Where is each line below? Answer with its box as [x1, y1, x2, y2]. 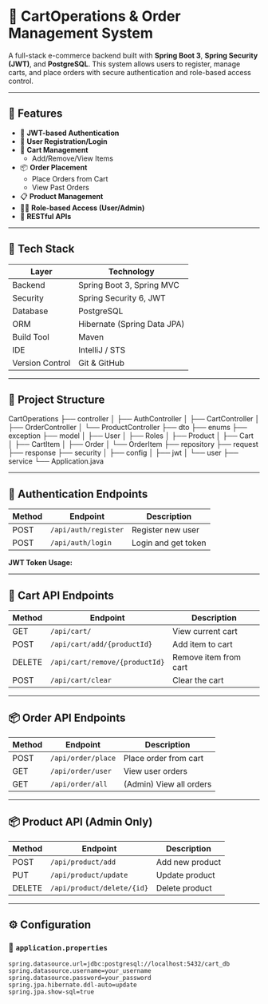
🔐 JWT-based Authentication [19, 128, 120, 137]
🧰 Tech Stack [8, 242, 75, 256]
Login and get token [131, 537, 207, 548]
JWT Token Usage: [8, 558, 73, 568]
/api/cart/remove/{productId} [50, 658, 165, 667]
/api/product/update [50, 871, 128, 879]
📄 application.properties [8, 942, 108, 953]
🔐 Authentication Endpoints [8, 487, 148, 500]
